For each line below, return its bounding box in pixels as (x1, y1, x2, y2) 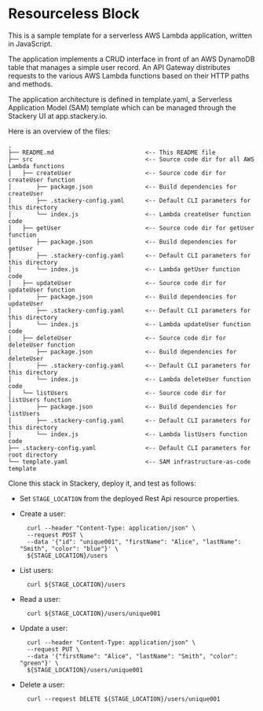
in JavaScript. (8, 38, 53, 48)
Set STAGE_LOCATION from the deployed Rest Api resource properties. (19, 493, 240, 503)
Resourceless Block (8, 5, 140, 23)
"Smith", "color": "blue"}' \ (19, 544, 119, 552)
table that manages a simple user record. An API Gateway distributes (8, 62, 231, 71)
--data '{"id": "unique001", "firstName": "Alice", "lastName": (27, 537, 242, 546)
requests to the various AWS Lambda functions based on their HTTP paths (8, 71, 250, 80)
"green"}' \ (19, 659, 59, 667)
